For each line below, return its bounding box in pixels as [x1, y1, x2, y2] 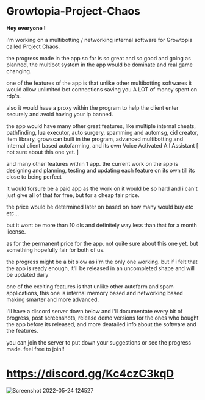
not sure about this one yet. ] [6, 148, 79, 155]
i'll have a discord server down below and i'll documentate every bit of [6, 307, 183, 315]
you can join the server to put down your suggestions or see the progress [6, 338, 191, 346]
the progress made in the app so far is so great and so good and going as [6, 54, 191, 62]
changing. [6, 67, 32, 74]
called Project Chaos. [6, 43, 60, 50]
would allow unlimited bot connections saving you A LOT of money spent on [6, 85, 198, 93]
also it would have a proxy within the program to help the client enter [6, 104, 179, 111]
